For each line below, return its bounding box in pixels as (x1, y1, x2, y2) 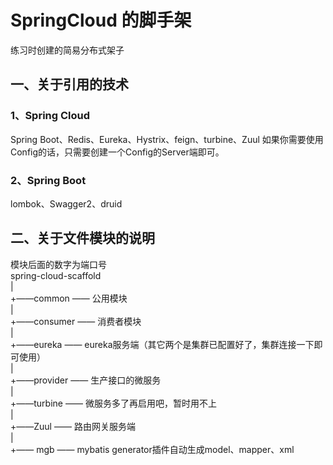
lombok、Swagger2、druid (10, 197, 123, 210)
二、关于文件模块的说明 (10, 230, 155, 247)
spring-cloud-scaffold (10, 269, 102, 281)
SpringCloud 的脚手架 (10, 9, 192, 32)
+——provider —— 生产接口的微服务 (10, 374, 162, 386)
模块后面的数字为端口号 (10, 258, 107, 270)
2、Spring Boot (10, 173, 87, 187)
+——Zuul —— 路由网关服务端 (10, 420, 136, 432)
